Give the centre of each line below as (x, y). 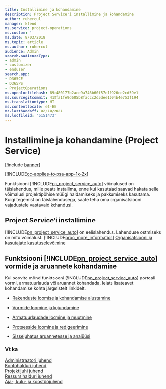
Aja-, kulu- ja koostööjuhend (34, 381)
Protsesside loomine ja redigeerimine (50, 327)
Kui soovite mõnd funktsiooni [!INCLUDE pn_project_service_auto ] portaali (80, 278)
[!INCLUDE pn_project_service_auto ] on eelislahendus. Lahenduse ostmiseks (83, 232)
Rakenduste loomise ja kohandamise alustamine (61, 298)
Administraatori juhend (28, 360)
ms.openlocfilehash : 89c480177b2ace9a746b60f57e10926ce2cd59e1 (72, 93)
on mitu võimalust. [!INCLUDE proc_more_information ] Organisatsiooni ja (79, 237)
